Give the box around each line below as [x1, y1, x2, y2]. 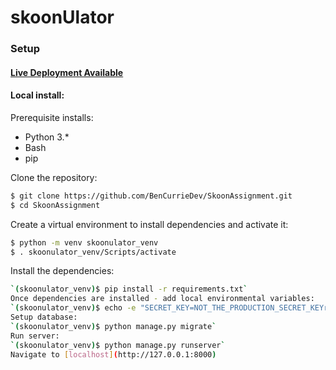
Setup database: [10, 312, 78, 323]
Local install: [10, 89, 65, 101]
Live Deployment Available [10, 66, 124, 78]
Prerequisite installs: [10, 111, 94, 123]
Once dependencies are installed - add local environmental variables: [10, 294, 315, 304]
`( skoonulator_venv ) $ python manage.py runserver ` [10, 340, 226, 350]
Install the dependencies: [10, 265, 115, 277]
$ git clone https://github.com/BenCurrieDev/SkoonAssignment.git [10, 191, 293, 201]
